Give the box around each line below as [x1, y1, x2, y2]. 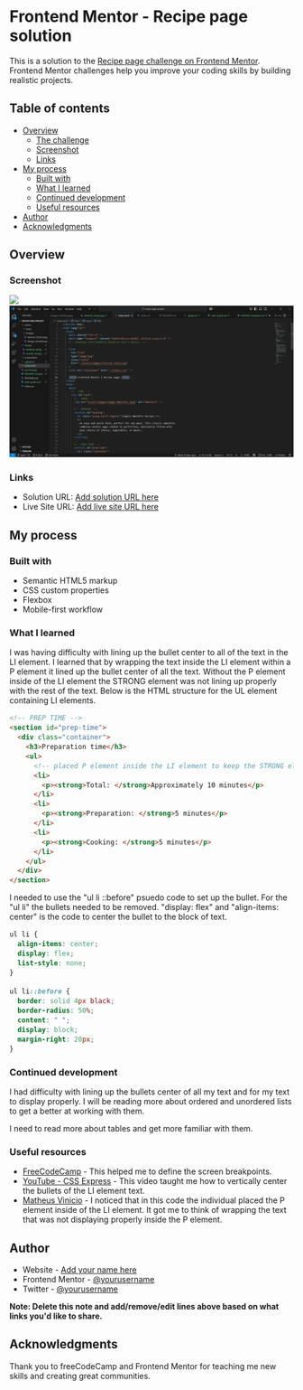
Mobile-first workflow [22, 604, 104, 615]
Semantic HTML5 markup [22, 576, 118, 587]
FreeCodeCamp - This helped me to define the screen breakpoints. [22, 1166, 272, 1177]
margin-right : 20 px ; [17, 1035, 95, 1044]
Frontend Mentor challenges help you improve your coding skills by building [9, 65, 291, 76]
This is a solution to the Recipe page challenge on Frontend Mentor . [9, 55, 261, 66]
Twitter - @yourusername [22, 1283, 119, 1294]
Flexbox [22, 595, 52, 606]
